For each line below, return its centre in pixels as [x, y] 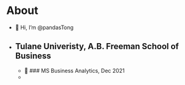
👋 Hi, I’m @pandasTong [44, 27]
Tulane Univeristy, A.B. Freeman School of [97, 46]
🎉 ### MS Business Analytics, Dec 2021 [74, 70]
